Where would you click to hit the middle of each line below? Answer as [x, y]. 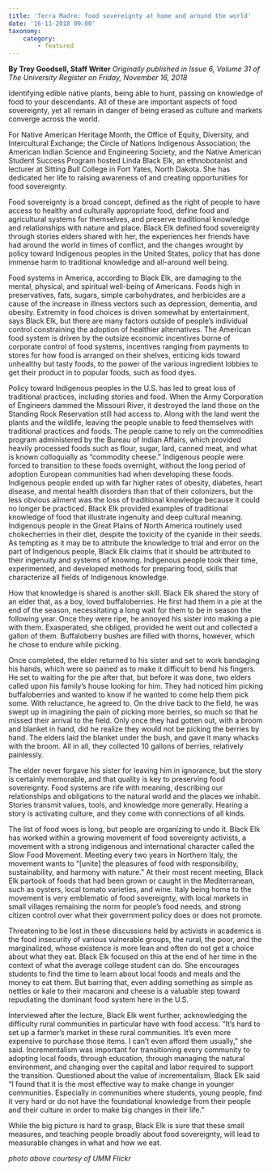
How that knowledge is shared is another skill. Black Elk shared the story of [134, 593]
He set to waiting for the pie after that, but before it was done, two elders [130, 677]
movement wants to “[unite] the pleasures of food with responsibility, [123, 863]
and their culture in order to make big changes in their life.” [106, 1110]
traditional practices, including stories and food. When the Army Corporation [136, 397]
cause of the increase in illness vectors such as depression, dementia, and [133, 303]
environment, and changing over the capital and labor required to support [131, 1067]
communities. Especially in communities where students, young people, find [135, 1093]
